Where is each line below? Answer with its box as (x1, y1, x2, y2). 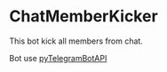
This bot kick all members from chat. (9, 36, 144, 46)
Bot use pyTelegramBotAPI (9, 52, 107, 63)
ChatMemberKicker (9, 6, 158, 27)
